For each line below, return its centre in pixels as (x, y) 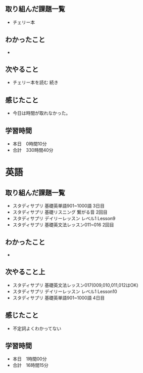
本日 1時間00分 (30, 359)
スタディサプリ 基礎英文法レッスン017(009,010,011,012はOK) (75, 285)
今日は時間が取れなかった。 (41, 113)
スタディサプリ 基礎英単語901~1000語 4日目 (59, 298)
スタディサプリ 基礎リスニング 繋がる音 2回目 (60, 212)
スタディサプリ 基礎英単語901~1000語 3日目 (58, 206)
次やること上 (25, 272)
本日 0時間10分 (30, 144)
